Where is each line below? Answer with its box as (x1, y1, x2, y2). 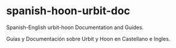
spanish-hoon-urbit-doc (6, 4, 131, 18)
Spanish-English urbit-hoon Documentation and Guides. (6, 24, 144, 31)
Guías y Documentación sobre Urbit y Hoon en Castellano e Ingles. (6, 35, 171, 42)
